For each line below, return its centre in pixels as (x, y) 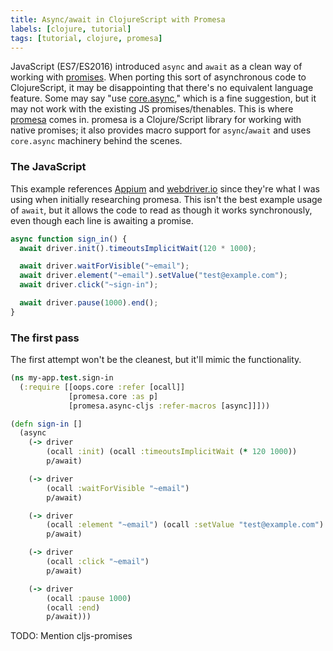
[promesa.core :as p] (113, 396)
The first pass (45, 338)
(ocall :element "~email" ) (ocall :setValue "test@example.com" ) (185, 525)
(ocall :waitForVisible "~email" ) (118, 488)
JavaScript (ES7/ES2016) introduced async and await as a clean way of (156, 67)
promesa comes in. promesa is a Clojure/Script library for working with (156, 120)
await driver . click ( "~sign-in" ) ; (89, 285)
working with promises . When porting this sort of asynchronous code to (158, 77)
